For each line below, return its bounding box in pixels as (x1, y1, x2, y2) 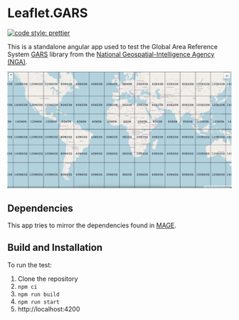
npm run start (17, 298, 60, 306)
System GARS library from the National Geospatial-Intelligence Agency (7, 50, 215, 58)
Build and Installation (7, 242, 103, 254)
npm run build (17, 291, 60, 298)
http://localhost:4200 (17, 304, 80, 313)
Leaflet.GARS (7, 5, 88, 21)
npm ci (17, 283, 38, 290)
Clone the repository (17, 274, 78, 283)
